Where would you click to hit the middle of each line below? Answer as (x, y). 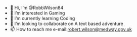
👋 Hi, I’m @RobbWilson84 (37, 8)
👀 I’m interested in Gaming (37, 13)
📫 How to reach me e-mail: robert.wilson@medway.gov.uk (71, 29)
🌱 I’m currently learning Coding (42, 18)
